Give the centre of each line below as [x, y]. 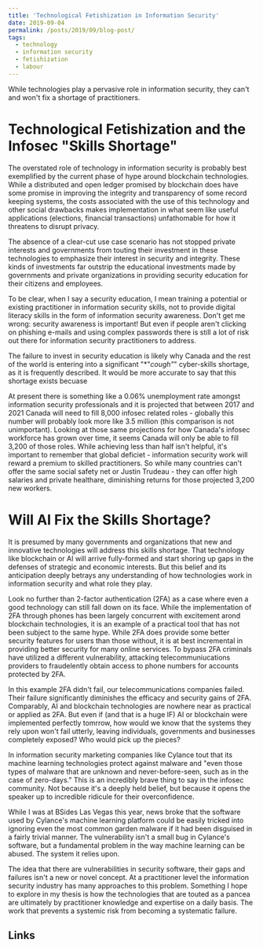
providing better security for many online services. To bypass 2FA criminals [130, 649]
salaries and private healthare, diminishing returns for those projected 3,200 [131, 479]
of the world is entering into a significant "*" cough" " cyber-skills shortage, [129, 364]
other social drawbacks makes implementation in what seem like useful [123, 209]
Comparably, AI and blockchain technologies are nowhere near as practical [130, 706]
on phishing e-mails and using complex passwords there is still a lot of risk [129, 332]
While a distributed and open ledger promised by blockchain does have [123, 184]
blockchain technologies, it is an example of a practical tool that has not [124, 623]
